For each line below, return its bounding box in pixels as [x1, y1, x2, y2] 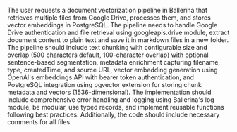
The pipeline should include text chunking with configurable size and [7, 44, 207, 51]
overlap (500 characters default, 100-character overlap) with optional [7, 51, 209, 59]
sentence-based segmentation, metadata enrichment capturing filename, [7, 58, 221, 66]
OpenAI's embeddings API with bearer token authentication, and [7, 73, 194, 81]
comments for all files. [7, 118, 72, 126]
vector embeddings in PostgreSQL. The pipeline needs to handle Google [7, 21, 218, 29]
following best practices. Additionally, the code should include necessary [7, 110, 220, 119]
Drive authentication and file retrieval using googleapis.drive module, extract [7, 28, 230, 37]
